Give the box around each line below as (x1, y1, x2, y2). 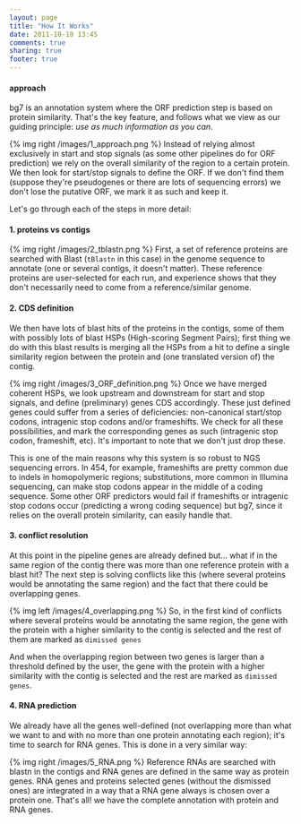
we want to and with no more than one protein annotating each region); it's (9, 730, 285, 741)
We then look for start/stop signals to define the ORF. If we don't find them (9, 167, 285, 178)
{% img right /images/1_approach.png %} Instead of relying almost (9, 139, 255, 150)
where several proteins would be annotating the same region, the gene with (9, 614, 288, 625)
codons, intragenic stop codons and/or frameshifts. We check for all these (9, 416, 284, 426)
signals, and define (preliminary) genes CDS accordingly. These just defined (9, 397, 291, 408)
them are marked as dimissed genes (9, 633, 142, 645)
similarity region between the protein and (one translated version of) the (9, 351, 275, 362)
